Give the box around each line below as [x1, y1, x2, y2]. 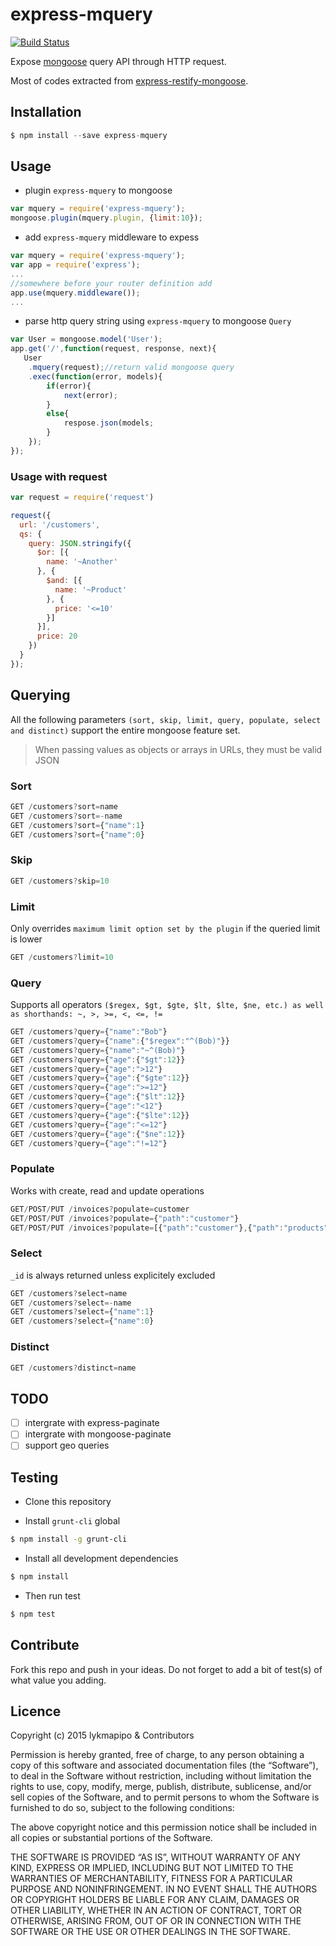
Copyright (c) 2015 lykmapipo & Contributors [10, 1729, 195, 1742]
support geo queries [24, 1439, 110, 1452]
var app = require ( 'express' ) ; [10, 260, 141, 270]
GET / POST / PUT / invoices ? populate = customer [10, 1204, 190, 1214]
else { [46, 409, 70, 419]
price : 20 [36, 631, 78, 642]
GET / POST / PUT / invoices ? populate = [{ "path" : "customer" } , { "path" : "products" [10, 1223, 329, 1233]
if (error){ [46, 381, 92, 391]
